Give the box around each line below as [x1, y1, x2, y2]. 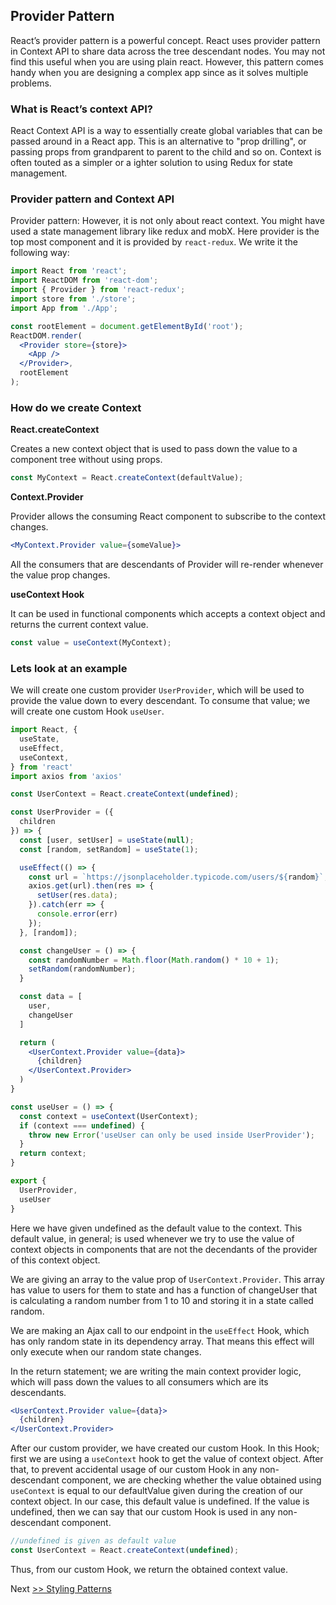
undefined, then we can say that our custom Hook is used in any [10, 1506, 276, 1518]
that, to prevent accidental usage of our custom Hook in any [10, 1464, 258, 1476]
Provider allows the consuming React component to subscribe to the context [10, 510, 326, 523]
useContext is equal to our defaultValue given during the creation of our [10, 1485, 304, 1497]
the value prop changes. [10, 569, 111, 581]
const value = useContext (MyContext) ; [10, 637, 172, 648]
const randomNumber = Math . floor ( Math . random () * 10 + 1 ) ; [28, 955, 280, 965]
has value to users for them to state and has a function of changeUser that [10, 1284, 318, 1296]
